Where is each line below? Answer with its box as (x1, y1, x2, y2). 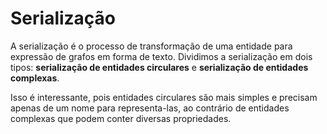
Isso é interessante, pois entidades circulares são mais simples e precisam (10, 91, 318, 103)
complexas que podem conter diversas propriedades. (10, 112, 232, 124)
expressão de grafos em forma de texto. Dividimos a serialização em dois (10, 50, 313, 62)
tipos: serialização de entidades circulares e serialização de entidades (10, 61, 309, 73)
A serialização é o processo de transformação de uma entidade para (10, 40, 293, 52)
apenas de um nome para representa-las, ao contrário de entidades (10, 102, 290, 114)
